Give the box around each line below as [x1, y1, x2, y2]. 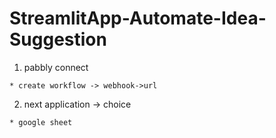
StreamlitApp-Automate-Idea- [9, 7, 267, 30]
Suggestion [9, 28, 107, 51]
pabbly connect [23, 61, 89, 73]
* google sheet [9, 117, 73, 127]
